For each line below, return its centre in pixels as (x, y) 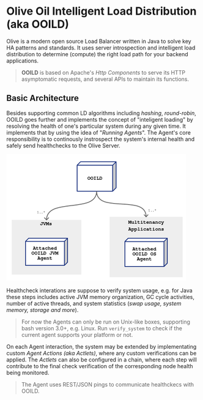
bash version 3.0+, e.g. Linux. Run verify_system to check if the (102, 328)
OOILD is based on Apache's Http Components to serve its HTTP (103, 72)
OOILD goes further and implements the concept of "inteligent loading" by (100, 119)
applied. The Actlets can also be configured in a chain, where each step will (102, 360)
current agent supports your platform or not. (77, 335)
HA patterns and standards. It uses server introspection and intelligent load (101, 48)
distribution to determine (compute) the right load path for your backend (97, 54)
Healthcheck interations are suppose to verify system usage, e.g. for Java (99, 290)
